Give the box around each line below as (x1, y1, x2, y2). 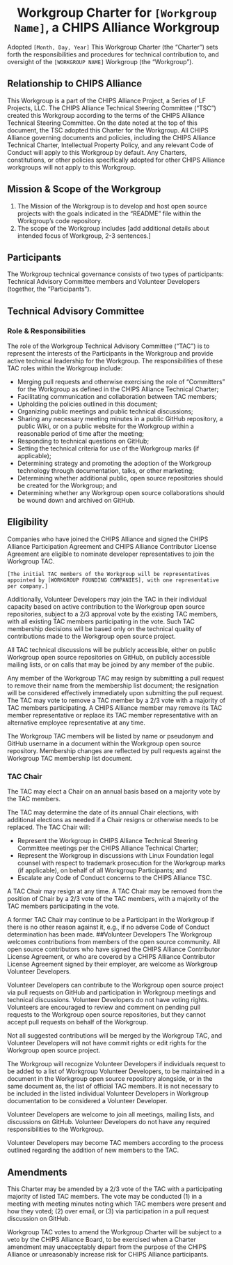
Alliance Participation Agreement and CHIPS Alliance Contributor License (7, 542, 217, 550)
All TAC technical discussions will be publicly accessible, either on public (7, 645, 216, 653)
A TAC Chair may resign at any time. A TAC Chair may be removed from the (7, 887, 223, 895)
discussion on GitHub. (7, 1214, 71, 1222)
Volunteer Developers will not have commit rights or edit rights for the (7, 1039, 207, 1047)
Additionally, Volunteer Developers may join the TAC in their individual (7, 595, 207, 603)
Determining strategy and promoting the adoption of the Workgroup (17, 459, 212, 468)
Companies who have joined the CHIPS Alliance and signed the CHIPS (7, 535, 209, 543)
